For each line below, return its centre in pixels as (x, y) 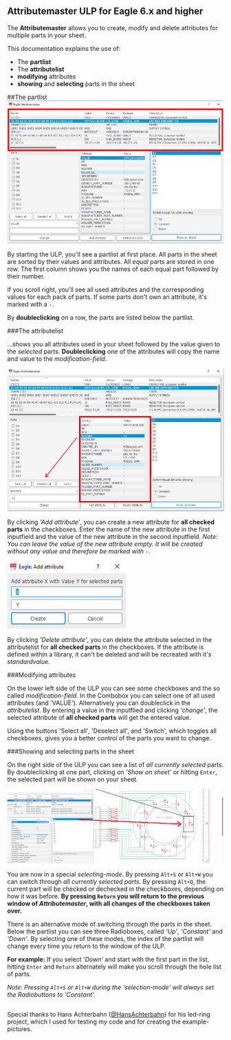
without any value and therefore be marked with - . (79, 551)
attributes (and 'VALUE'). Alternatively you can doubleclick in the (99, 702)
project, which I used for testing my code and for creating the (94, 1021)
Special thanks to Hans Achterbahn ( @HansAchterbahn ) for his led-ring (109, 1014)
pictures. (20, 1029)
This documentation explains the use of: (64, 48)
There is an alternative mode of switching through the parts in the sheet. (110, 924)
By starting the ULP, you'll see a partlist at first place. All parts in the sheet (112, 254)
